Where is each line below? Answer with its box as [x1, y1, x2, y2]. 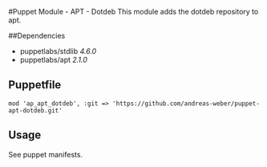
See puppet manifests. [8, 149, 83, 159]
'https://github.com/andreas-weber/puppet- [111, 100, 261, 108]
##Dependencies [8, 31, 66, 40]
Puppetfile [8, 78, 62, 92]
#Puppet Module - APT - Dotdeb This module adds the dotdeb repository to [8, 7, 259, 16]
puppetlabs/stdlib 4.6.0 [19, 47, 97, 55]
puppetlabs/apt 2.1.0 [19, 55, 88, 64]
